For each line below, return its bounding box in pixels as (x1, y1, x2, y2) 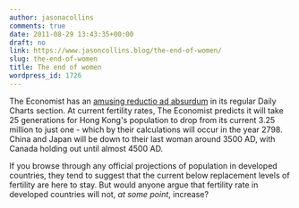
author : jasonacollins (9, 12, 94, 22)
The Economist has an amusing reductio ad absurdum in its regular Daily (9, 96, 277, 106)
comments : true (9, 21, 66, 30)
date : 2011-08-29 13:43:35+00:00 (9, 29, 134, 38)
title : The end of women (9, 63, 102, 72)
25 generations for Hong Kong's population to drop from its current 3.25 (9, 114, 276, 125)
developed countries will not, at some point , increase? (9, 188, 209, 199)
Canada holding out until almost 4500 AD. (9, 143, 164, 154)
